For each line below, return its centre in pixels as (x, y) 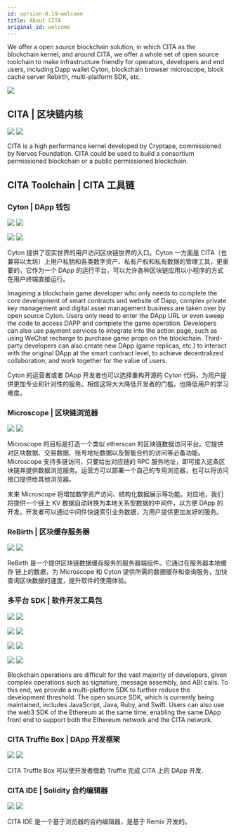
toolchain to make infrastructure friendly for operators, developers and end (116, 62)
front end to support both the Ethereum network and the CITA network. (110, 719)
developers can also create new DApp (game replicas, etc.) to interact (125, 345)
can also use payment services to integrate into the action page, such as (112, 330)
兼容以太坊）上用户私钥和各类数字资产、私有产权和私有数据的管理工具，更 (115, 261)
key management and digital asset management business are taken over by (117, 308)
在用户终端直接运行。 (38, 279)
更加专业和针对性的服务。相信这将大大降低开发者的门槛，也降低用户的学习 (121, 384)
